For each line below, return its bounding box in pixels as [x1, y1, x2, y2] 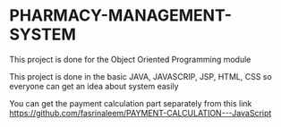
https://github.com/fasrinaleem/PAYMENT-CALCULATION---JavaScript [9, 107, 272, 118]
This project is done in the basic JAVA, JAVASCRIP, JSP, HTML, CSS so [9, 71, 273, 81]
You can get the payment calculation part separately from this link [9, 97, 252, 108]
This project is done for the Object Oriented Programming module [9, 54, 251, 64]
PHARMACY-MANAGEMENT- [9, 5, 233, 26]
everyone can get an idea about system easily [9, 80, 179, 91]
